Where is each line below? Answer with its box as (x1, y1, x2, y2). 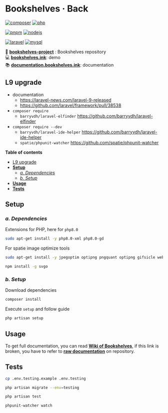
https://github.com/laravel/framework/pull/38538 (19, 102, 121, 108)
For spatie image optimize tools (5, 245, 70, 251)
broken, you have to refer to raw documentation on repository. (5, 348, 135, 354)
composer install (5, 297, 41, 302)
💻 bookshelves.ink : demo (5, 54, 61, 60)
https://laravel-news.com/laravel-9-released (19, 97, 111, 103)
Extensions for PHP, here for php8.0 (5, 227, 78, 233)
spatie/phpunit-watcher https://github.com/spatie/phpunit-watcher (19, 139, 159, 145)
